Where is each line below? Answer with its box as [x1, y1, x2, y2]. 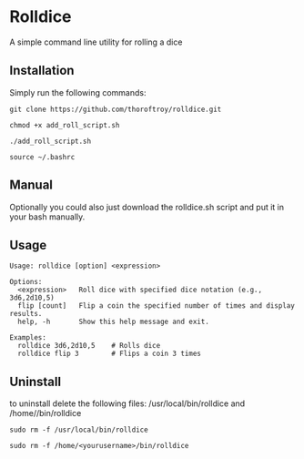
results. [9, 310, 43, 319]
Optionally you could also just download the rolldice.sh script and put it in [9, 201, 285, 212]
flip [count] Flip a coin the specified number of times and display [17, 301, 296, 311]
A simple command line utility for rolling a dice [9, 36, 183, 47]
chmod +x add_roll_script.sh [9, 120, 120, 129]
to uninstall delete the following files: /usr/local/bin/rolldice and [9, 398, 246, 409]
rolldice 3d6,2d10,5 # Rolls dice [17, 342, 161, 351]
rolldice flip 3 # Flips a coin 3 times [17, 349, 202, 359]
